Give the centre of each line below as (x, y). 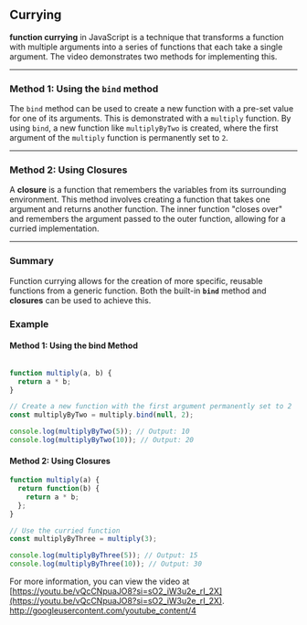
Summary (32, 261)
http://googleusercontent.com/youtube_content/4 (103, 610)
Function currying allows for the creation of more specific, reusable (136, 281)
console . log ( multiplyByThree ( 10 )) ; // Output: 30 (106, 564)
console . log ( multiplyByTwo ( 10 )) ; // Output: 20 (102, 440)
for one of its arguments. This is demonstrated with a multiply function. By (150, 119)
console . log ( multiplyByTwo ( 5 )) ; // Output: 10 (100, 432)
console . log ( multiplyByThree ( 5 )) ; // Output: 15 (104, 556)
